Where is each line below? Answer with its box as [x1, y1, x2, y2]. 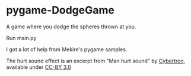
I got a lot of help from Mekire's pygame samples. [6, 45, 128, 53]
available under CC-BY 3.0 [6, 63, 71, 71]
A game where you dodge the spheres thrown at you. [6, 23, 136, 30]
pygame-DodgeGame [6, 4, 114, 17]
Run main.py [6, 34, 37, 41]
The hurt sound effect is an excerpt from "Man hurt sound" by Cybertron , [6, 57, 186, 64]
